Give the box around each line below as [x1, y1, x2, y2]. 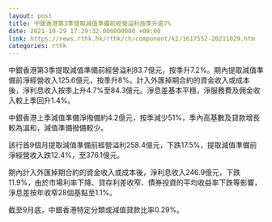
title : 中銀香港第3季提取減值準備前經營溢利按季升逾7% [8, 19, 172, 28]
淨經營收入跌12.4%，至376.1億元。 [8, 151, 125, 160]
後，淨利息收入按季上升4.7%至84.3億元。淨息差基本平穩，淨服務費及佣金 [8, 86, 253, 96]
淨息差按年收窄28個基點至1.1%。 [8, 188, 117, 198]
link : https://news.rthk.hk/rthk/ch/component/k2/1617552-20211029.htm [8, 34, 255, 43]
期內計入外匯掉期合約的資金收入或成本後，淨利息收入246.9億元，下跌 [8, 168, 241, 177]
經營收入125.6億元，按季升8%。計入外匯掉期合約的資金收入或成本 [29, 75, 250, 85]
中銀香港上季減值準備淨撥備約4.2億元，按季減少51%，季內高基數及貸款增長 [8, 113, 261, 122]
